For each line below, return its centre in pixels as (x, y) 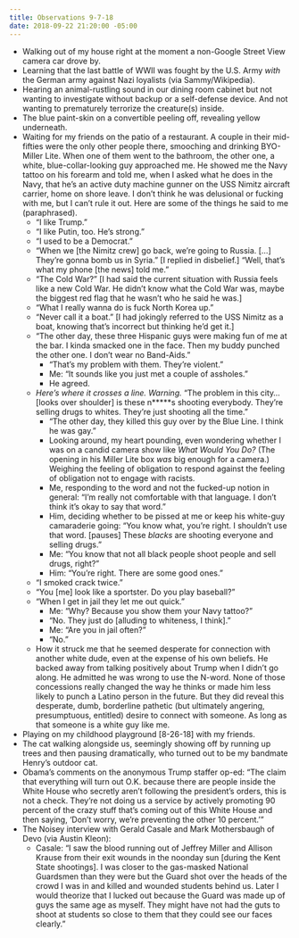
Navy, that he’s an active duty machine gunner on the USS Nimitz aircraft (156, 184)
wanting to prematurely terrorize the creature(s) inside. (123, 108)
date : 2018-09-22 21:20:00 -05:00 (74, 26)
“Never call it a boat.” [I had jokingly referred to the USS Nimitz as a (159, 317)
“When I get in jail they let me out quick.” (110, 601)
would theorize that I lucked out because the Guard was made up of (160, 895)
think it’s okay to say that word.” (108, 506)
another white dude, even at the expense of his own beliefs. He (152, 658)
